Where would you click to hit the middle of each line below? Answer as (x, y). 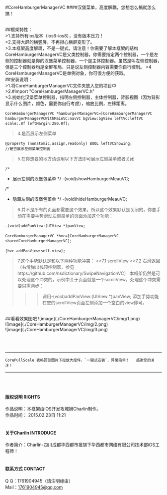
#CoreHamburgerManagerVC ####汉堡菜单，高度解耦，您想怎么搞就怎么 (81, 7)
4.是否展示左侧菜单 (37, 133)
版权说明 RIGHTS (23, 397)
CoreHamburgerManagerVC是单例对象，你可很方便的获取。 (67, 73)
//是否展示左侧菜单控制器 (28, 149)
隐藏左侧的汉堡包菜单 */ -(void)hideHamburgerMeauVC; (70, 199)
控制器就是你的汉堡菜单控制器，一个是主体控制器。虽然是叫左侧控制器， (88, 61)
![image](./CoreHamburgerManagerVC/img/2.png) (57, 324)
